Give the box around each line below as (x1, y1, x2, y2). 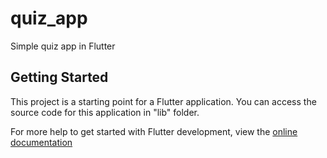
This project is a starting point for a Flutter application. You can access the (10, 95, 317, 107)
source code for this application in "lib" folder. (10, 106, 200, 118)
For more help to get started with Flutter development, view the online (10, 125, 298, 137)
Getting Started (10, 69, 109, 86)
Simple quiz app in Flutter (10, 40, 116, 52)
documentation (10, 136, 73, 148)
